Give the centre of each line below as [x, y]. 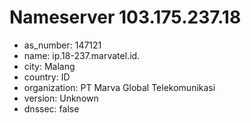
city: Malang [49, 66]
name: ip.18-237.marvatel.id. [82, 55]
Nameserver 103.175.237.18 [125, 17]
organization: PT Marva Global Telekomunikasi [119, 87]
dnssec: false [51, 108]
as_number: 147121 [62, 45]
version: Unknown [61, 98]
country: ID [47, 77]
